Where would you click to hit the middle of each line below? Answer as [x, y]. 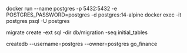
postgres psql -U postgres [38, 21]
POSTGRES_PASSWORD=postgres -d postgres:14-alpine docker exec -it [94, 15]
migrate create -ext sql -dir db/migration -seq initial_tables [77, 32]
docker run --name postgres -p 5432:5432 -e [62, 9]
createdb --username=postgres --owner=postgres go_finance [82, 44]
